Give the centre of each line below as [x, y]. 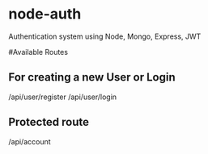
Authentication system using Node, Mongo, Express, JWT [105, 36]
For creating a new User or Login [92, 77]
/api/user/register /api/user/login [63, 97]
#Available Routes [38, 52]
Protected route [49, 122]
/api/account [30, 141]
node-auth [45, 14]
